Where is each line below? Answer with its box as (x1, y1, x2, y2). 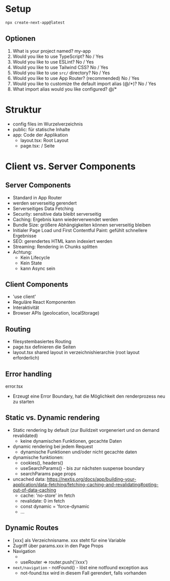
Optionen (5, 34, 36, 43)
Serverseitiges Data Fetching (12, 205, 74, 212)
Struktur (5, 103, 42, 115)
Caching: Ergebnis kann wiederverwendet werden (12, 216, 118, 222)
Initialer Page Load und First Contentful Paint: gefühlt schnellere (12, 227, 148, 233)
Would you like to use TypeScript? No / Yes (12, 53, 104, 59)
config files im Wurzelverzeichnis (12, 121, 83, 127)
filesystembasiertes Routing (12, 339, 71, 345)
